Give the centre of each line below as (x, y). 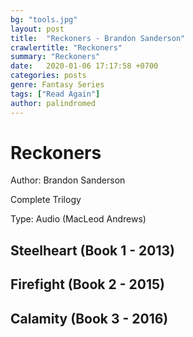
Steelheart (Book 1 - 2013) (93, 250)
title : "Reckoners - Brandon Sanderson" (98, 38)
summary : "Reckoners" (55, 57)
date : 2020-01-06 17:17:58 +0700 (84, 66)
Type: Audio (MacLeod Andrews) (78, 219)
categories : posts (48, 76)
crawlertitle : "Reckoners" (66, 47)
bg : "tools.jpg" (44, 19)
